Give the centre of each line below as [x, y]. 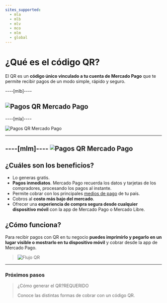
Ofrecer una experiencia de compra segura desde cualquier [75, 204]
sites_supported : [23, 10]
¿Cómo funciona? [33, 225]
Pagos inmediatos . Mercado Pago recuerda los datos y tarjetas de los [84, 183]
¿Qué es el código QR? [53, 62]
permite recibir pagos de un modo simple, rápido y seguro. [65, 81]
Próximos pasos [25, 275]
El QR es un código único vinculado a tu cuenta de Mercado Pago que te [81, 76]
